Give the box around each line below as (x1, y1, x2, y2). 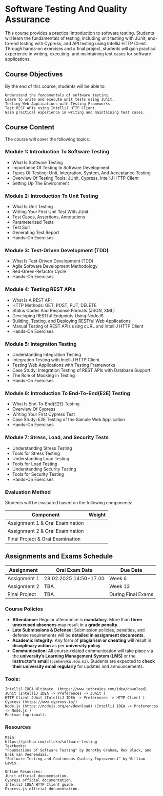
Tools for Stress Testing (12, 450, 60, 456)
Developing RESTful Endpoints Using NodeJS (12, 312, 104, 319)
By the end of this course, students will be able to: (5, 83, 106, 89)
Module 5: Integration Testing (5, 340, 77, 347)
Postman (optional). (5, 712, 47, 718)
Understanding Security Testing (12, 466, 77, 472)
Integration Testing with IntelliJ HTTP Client (12, 357, 100, 363)
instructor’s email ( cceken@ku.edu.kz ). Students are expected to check (12, 658, 155, 664)
